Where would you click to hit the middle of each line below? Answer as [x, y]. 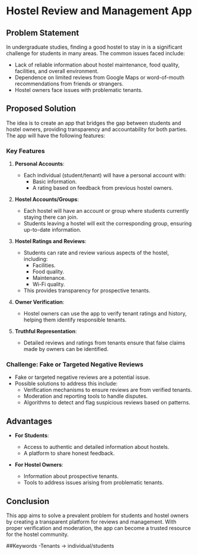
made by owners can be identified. [66, 349]
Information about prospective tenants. [71, 476]
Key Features [26, 151]
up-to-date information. [52, 230]
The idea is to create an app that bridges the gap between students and [94, 123]
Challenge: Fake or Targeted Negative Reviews [75, 365]
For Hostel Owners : [39, 465]
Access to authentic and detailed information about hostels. [96, 447]
